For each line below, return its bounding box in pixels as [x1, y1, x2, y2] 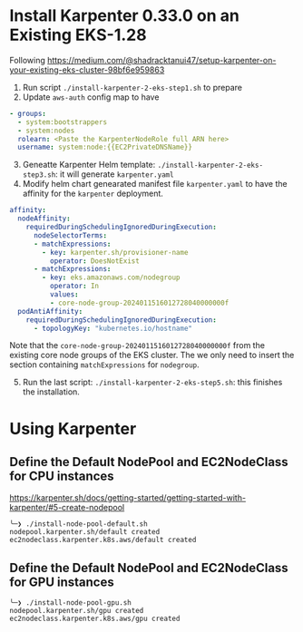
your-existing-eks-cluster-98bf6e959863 [9, 64, 165, 75]
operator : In [49, 282, 100, 291]
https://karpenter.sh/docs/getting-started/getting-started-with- [9, 492, 247, 503]
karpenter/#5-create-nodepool [9, 502, 125, 513]
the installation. [22, 386, 80, 397]
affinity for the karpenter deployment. [22, 188, 163, 199]
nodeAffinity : [17, 214, 71, 223]
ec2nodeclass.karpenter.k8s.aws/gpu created [9, 614, 181, 624]
